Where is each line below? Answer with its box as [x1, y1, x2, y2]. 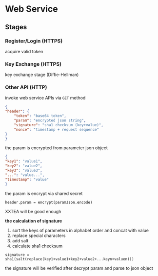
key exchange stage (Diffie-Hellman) [5, 72, 79, 78]
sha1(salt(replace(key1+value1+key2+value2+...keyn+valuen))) [5, 256, 134, 261]
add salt [12, 237, 29, 243]
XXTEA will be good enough [5, 208, 61, 214]
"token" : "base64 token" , [14, 114, 67, 118]
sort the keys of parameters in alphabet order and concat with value [12, 227, 149, 233]
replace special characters [12, 233, 66, 238]
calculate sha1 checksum [12, 243, 62, 249]
